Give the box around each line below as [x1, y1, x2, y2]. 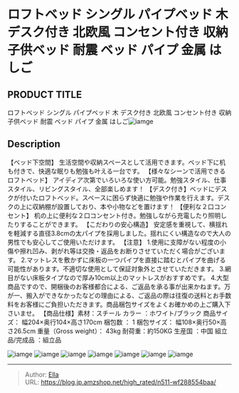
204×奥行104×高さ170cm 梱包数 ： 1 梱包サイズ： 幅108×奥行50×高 [27, 318, 227, 326]
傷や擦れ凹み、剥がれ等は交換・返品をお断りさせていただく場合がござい [7, 247, 219, 255]
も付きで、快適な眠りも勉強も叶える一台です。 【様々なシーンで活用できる [7, 166, 226, 175]
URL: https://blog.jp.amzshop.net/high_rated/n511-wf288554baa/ [24, 377, 216, 386]
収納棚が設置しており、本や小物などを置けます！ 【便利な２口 [31, 202, 215, 210]
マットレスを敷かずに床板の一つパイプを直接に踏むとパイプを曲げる [26, 255, 226, 264]
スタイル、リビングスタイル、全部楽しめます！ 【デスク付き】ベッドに [7, 184, 215, 193]
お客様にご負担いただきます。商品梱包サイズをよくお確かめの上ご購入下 [19, 300, 231, 308]
